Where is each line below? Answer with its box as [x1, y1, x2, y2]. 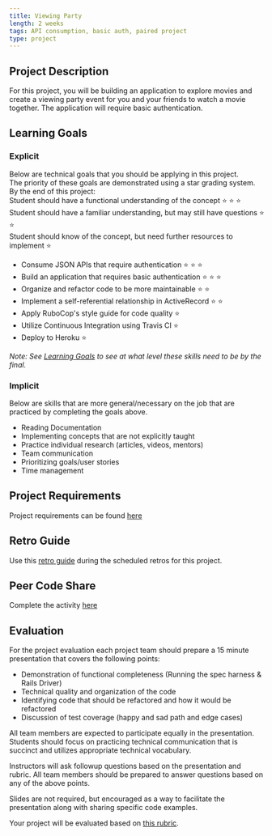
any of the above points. [9, 779, 90, 788]
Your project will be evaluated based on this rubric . [9, 818, 179, 828]
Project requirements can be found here [9, 511, 142, 520]
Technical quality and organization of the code [20, 687, 176, 697]
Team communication [20, 448, 94, 458]
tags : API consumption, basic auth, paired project [9, 27, 187, 35]
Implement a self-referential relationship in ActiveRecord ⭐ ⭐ [20, 296, 223, 306]
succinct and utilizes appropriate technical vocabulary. [9, 745, 192, 755]
